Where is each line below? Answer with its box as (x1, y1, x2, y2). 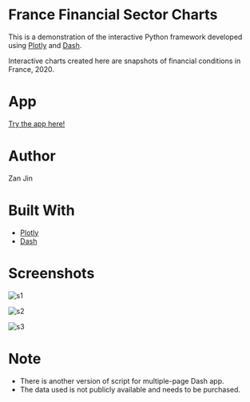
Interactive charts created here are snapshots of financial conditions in (8, 56, 241, 66)
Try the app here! (8, 118, 65, 129)
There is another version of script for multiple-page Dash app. (19, 376, 224, 385)
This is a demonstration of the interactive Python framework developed (8, 32, 243, 42)
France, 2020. (8, 64, 54, 74)
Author (8, 147, 56, 165)
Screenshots (8, 264, 95, 282)
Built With (8, 201, 75, 219)
